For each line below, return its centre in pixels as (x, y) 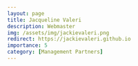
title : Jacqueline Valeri (44, 20)
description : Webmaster (41, 26)
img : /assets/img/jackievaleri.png (58, 33)
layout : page (26, 13)
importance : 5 (28, 45)
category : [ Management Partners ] (55, 52)
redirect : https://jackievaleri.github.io (69, 39)
